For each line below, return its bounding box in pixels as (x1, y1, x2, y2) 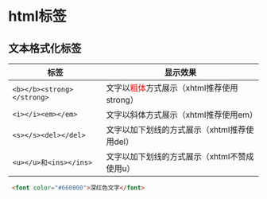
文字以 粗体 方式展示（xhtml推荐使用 (106, 83, 238, 93)
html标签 (8, 7, 67, 25)
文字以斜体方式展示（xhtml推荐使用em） (106, 109, 258, 120)
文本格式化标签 (8, 41, 82, 55)
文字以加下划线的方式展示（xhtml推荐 (106, 124, 246, 135)
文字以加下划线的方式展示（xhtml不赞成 (106, 151, 254, 162)
